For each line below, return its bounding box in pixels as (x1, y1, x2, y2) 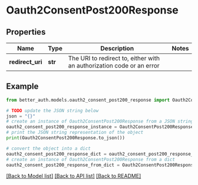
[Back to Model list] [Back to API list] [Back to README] (6, 173, 141, 180)
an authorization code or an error (68, 62, 160, 69)
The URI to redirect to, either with (68, 54, 160, 62)
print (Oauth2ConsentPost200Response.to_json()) (6, 135, 126, 141)
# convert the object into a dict (6, 145, 91, 152)
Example (6, 82, 39, 92)
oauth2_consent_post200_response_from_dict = (6, 162, 120, 168)
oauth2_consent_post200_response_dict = (6, 151, 107, 157)
